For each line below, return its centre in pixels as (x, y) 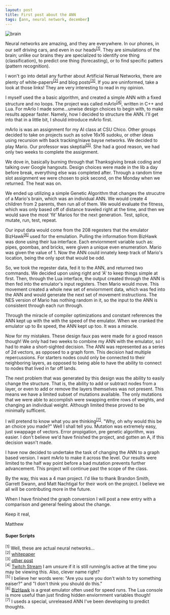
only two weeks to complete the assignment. (52, 152)
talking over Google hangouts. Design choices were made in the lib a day (82, 167)
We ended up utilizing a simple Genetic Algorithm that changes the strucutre (85, 193)
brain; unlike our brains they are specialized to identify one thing (72, 55)
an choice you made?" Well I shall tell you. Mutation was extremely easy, (81, 426)
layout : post (19, 10)
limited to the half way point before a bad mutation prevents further (76, 463)
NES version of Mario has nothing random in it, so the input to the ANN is (81, 300)
